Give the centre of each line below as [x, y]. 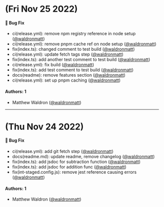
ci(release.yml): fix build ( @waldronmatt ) [53, 65]
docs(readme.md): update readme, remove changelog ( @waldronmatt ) [83, 156]
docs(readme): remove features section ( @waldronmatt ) [69, 75]
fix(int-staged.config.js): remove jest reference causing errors [74, 172]
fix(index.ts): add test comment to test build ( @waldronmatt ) [73, 70]
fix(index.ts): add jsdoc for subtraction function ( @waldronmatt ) [76, 162]
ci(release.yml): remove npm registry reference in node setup [74, 34]
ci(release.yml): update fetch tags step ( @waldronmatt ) [68, 54]
